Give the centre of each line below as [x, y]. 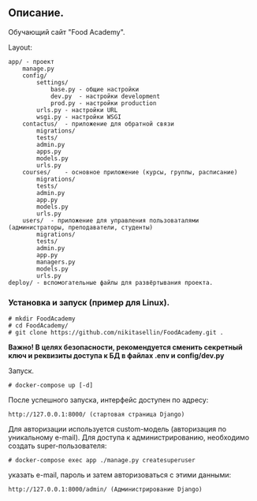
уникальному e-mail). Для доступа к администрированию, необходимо [129, 438]
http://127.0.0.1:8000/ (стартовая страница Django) [97, 415]
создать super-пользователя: [58, 446]
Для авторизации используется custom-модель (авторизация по [117, 429]
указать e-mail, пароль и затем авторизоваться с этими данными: [120, 475]
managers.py [56, 262]
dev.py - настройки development [105, 96]
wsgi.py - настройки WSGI [79, 117]
